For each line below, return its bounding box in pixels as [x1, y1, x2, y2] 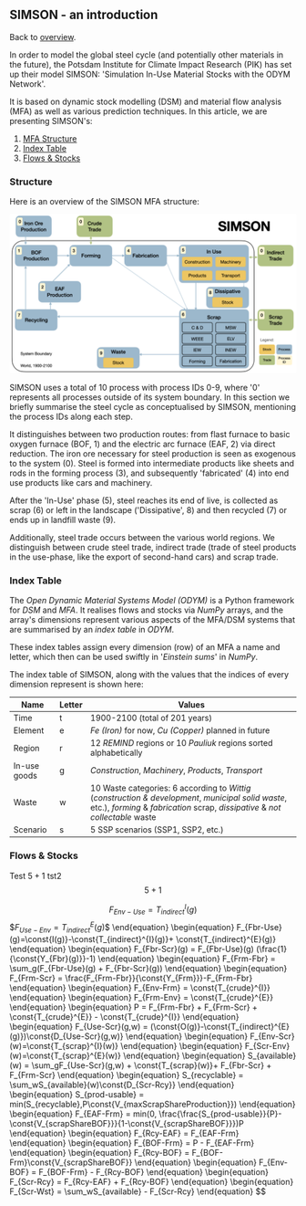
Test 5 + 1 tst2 [9, 870, 62, 881]
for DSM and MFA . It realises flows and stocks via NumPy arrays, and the [9, 604, 284, 615]
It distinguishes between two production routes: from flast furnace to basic [9, 428, 291, 439]
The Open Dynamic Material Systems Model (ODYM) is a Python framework [9, 595, 295, 605]
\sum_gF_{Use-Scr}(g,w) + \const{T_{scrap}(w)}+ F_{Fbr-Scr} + [31, 1059, 272, 1071]
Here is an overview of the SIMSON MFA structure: [9, 196, 200, 207]
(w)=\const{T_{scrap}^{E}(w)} [9, 1050, 121, 1061]
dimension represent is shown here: [9, 679, 144, 689]
